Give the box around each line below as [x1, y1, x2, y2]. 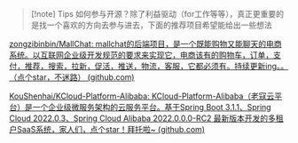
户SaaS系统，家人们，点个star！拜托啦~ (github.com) [9, 124, 206, 134]
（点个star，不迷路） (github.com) [9, 72, 135, 83]
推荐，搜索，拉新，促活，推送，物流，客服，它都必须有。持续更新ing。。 [24, 61, 289, 71]
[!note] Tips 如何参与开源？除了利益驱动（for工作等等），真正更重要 [30, 9, 277, 19]
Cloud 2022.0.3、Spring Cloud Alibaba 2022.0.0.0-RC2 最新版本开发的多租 [9, 113, 284, 123]
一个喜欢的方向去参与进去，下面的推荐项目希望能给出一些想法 [46, 20, 272, 30]
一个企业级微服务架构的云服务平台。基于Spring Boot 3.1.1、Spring [32, 102, 272, 112]
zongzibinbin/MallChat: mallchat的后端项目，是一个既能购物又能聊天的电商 [9, 39, 282, 49]
